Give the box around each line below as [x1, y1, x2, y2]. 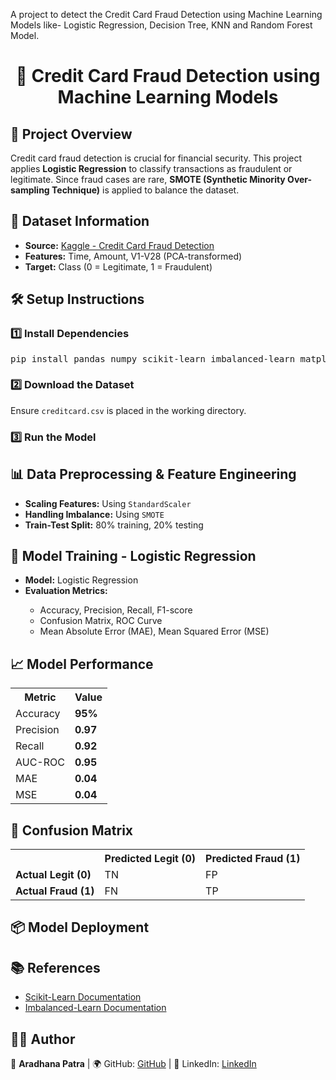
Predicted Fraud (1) [205, 851, 301, 865]
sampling [10, 184, 50, 196]
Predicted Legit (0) [104, 851, 197, 865]
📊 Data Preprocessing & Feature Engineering [10, 466, 297, 483]
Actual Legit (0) [15, 867, 92, 881]
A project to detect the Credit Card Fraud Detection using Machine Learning [10, 9, 323, 20]
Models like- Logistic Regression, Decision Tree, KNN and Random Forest [10, 19, 313, 31]
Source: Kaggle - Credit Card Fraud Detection [24, 239, 215, 251]
